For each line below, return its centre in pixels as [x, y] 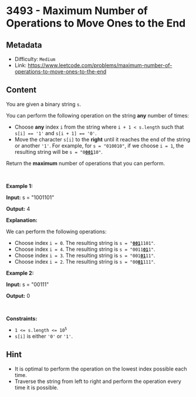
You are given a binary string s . [43, 104]
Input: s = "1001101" [30, 197]
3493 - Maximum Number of [77, 11]
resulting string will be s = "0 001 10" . [58, 152]
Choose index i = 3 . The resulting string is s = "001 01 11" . [85, 255]
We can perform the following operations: [56, 231]
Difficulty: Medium [35, 59]
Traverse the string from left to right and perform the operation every [98, 381]
